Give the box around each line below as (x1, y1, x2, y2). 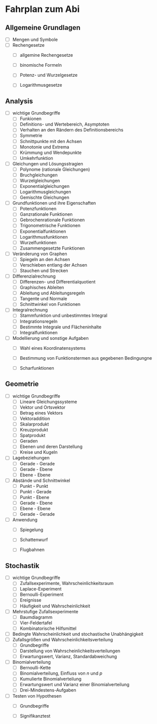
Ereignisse (19, 597, 41, 603)
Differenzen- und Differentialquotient (19, 279, 96, 285)
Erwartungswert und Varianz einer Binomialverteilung (19, 682, 130, 688)
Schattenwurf (19, 537, 48, 543)
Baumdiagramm (19, 614, 53, 620)
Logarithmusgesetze (19, 82, 62, 88)
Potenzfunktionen (19, 206, 56, 212)
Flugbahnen (19, 547, 45, 553)
